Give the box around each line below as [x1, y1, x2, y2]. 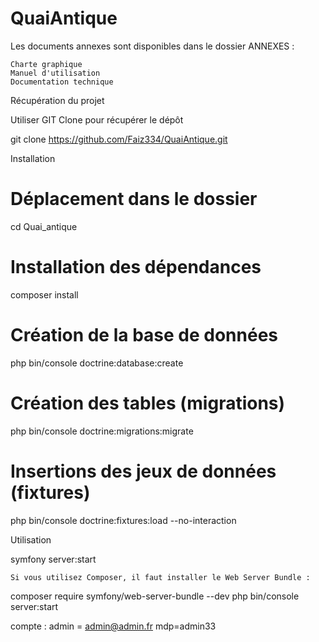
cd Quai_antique [10, 220, 78, 232]
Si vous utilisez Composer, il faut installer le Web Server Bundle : [10, 572, 311, 582]
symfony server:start [10, 553, 97, 565]
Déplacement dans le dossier [10, 188, 258, 211]
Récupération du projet [10, 94, 105, 106]
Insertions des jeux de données [10, 460, 277, 482]
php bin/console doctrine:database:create [10, 357, 184, 369]
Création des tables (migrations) [10, 392, 286, 414]
